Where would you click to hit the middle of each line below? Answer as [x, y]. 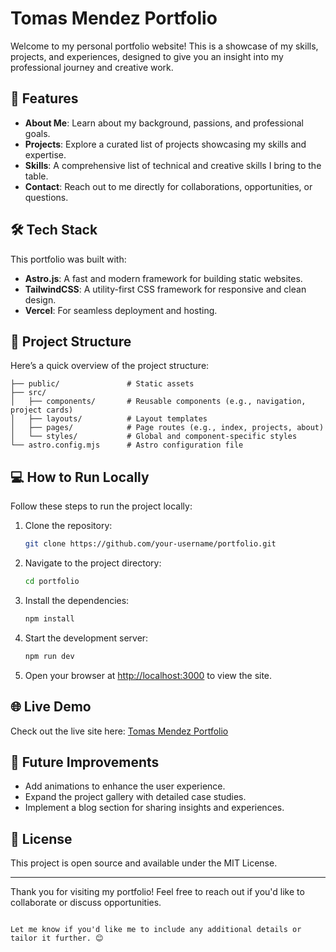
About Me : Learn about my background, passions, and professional [164, 123]
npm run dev [49, 656]
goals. [37, 133]
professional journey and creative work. [92, 67]
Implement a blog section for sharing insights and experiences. [154, 808]
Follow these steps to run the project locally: [101, 506]
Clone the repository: [68, 526]
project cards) [42, 410]
